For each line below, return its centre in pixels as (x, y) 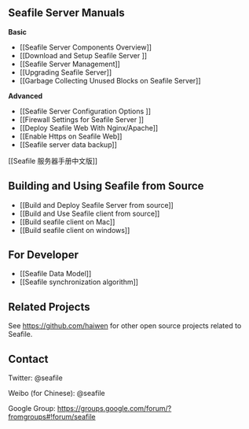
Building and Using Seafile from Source (106, 186)
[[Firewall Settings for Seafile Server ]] (81, 119)
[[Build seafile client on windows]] (75, 230)
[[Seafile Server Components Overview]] (85, 47)
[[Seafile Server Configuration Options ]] (85, 111)
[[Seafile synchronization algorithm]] (79, 282)
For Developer (44, 255)
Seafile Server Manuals (66, 13)
